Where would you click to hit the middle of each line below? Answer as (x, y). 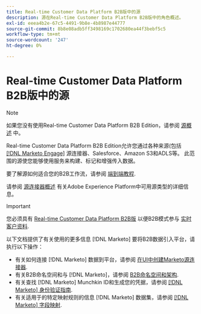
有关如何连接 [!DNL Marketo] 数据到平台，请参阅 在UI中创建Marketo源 (102, 259)
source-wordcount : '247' (37, 40)
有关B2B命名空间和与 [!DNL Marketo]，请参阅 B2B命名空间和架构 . (97, 274)
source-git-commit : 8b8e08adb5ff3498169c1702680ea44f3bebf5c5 (86, 29)
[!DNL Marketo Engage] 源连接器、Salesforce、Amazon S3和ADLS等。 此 (98, 153)
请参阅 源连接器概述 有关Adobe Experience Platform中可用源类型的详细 (95, 186)
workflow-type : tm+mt (33, 34)
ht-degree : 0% (24, 46)
